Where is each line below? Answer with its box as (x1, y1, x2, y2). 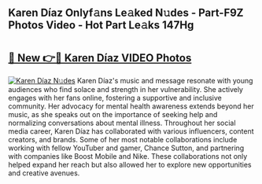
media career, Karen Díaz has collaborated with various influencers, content (8, 127, 254, 136)
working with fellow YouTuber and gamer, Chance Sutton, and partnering (8, 143, 245, 153)
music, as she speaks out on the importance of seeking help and (8, 110, 218, 119)
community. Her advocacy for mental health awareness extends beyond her (8, 101, 254, 111)
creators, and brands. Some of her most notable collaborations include (8, 135, 238, 144)
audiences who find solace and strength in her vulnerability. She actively (8, 85, 244, 94)
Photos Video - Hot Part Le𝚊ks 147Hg (8, 19, 194, 32)
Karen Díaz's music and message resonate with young (77, 76, 253, 85)
